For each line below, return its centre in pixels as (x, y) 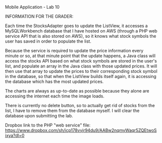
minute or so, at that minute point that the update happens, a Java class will (80, 56)
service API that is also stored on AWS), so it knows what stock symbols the (81, 36)
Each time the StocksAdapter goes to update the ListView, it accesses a (76, 26)
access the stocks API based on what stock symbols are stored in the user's (81, 61)
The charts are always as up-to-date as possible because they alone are (77, 91)
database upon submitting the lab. (39, 116)
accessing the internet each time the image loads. (55, 96)
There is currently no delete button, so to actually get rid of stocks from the (80, 105)
